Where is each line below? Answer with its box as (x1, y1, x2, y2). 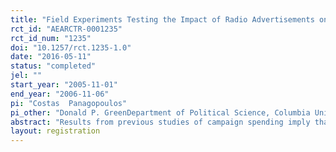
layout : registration (10, 126, 101, 136)
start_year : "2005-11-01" (10, 80, 118, 90)
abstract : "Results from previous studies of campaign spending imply (10, 117, 311, 127)
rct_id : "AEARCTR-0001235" (10, 24, 123, 34)
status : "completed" (10, 61, 97, 71)
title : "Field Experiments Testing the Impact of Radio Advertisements (10, 14, 315, 25)
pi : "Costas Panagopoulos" (10, 98, 128, 108)
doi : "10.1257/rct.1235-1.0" (10, 42, 132, 53)
